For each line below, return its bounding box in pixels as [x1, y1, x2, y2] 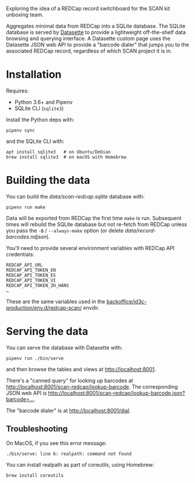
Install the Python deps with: [6, 116, 75, 123]
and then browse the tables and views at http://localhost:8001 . [6, 365, 156, 372]
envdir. [83, 304, 100, 311]
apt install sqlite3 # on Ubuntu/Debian [6, 149, 111, 155]
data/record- [124, 227, 156, 234]
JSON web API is [6, 389, 47, 396]
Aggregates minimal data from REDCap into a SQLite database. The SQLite [6, 23, 186, 29]
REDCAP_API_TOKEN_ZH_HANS [6, 282, 69, 289]
